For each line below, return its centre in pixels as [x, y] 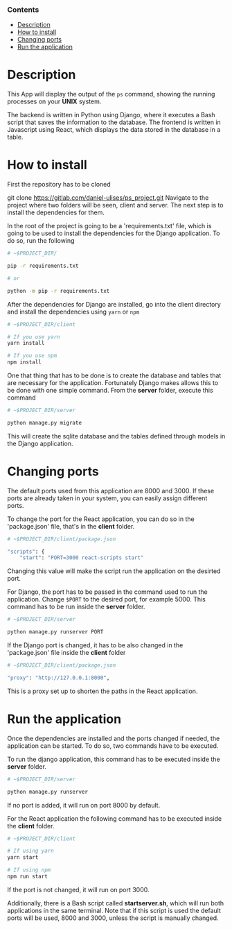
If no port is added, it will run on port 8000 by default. [84, 805]
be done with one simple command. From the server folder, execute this [110, 391]
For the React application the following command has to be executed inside [115, 818]
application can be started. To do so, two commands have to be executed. [113, 745]
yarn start [23, 858]
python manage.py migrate [44, 423]
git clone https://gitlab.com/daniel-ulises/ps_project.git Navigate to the [108, 198]
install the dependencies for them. [56, 212]
